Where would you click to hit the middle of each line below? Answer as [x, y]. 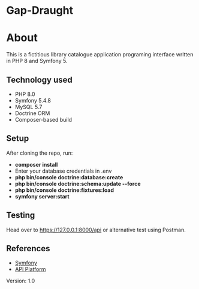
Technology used [40, 79]
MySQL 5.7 [28, 107]
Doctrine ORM [32, 113]
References [28, 249]
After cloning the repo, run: [40, 153]
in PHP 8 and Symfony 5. [37, 61]
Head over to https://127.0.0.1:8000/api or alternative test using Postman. [96, 230]
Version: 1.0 [21, 281]
